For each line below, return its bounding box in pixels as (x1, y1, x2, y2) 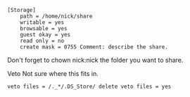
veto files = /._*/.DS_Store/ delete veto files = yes (7, 83, 172, 90)
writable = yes (20, 19, 65, 26)
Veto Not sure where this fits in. (7, 70, 99, 77)
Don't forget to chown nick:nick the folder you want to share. (7, 56, 184, 64)
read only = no (20, 37, 65, 44)
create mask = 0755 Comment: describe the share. (20, 44, 169, 51)
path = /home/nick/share (20, 13, 93, 20)
